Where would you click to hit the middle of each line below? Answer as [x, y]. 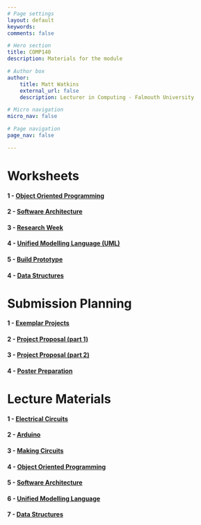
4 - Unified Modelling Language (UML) [64, 243]
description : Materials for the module [65, 59]
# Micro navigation [35, 110]
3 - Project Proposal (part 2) [48, 355]
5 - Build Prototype [35, 259]
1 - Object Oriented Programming [56, 195]
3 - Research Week [35, 227]
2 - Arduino [24, 435]
